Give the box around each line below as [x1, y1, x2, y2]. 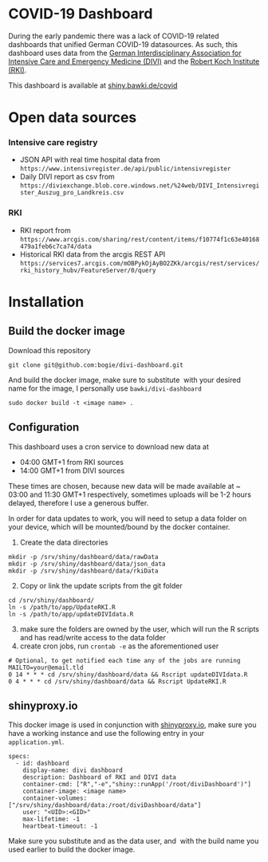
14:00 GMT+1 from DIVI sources [19, 466, 125, 475]
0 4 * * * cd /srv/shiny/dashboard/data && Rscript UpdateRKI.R [8, 677, 227, 686]
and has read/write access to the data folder [19, 632, 166, 642]
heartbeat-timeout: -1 [22, 822, 98, 830]
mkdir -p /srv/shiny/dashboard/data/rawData [8, 553, 159, 561]
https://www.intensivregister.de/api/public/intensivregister [19, 165, 231, 173]
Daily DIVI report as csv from [19, 172, 116, 182]
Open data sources [8, 108, 137, 127]
